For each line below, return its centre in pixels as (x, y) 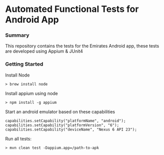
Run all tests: (18, 139)
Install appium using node (32, 93)
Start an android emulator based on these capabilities (60, 112)
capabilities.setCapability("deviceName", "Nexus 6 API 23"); (71, 129)
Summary (17, 35)
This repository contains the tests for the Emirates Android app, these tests (82, 46)
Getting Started (24, 64)
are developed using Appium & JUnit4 (44, 51)
